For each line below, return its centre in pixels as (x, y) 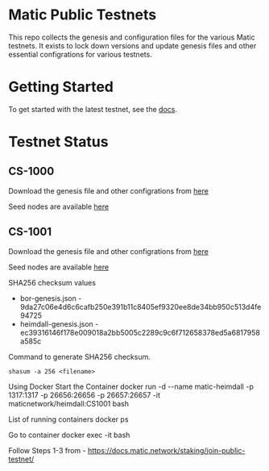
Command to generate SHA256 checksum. (80, 356)
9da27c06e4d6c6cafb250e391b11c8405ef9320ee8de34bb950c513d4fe (141, 306)
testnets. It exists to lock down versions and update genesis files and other (132, 45)
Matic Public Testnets (83, 15)
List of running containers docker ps (68, 419)
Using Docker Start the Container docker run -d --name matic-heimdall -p (131, 386)
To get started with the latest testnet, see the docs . (93, 109)
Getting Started (61, 87)
